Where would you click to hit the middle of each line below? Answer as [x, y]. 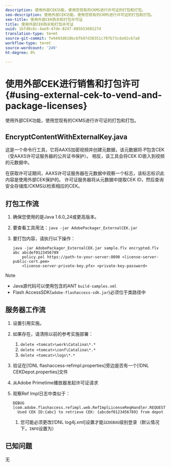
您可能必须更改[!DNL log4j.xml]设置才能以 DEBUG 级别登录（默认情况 [90, 422]
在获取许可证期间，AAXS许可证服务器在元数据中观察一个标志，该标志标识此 [85, 173]
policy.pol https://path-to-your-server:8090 [71, 257]
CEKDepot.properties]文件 [40, 372]
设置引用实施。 [28, 323]
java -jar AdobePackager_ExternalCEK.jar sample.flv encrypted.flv [85, 248]
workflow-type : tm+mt [28, 43]
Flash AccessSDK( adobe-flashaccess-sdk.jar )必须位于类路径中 [79, 292]
